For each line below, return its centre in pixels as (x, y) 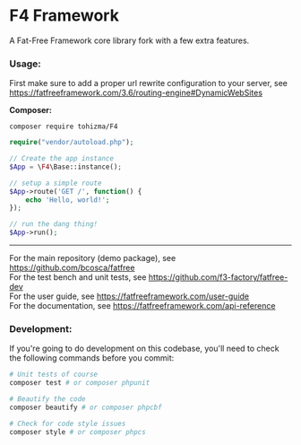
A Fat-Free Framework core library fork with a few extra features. (129, 40)
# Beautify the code (48, 399)
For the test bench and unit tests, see (78, 277)
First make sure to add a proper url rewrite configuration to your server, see (149, 83)
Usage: (26, 64)
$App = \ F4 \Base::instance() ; (66, 167)
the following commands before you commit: (92, 358)
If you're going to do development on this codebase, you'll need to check (144, 349)
